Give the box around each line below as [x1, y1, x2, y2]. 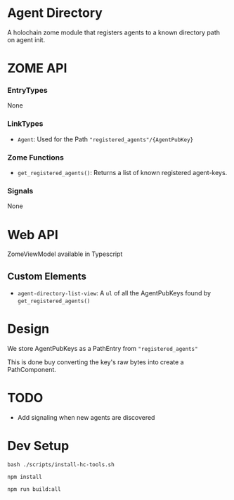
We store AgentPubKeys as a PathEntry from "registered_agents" [7, 345, 198, 352]
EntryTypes [7, 86, 48, 96]
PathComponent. [7, 366, 56, 373]
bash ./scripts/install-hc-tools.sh [7, 461, 115, 468]
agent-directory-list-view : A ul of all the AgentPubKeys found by [17, 289, 212, 297]
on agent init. [7, 35, 46, 44]
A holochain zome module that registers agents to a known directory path [7, 28, 220, 37]
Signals [7, 186, 34, 195]
